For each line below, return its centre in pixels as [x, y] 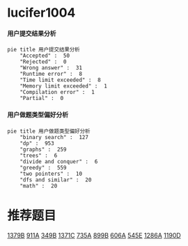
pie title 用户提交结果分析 [44, 50]
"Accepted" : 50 [45, 56]
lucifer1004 [41, 13]
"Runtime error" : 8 [51, 74]
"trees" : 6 [39, 155]
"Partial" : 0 [42, 99]
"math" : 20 [39, 186]
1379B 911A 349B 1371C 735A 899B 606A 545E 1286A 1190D [94, 235]
